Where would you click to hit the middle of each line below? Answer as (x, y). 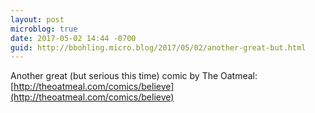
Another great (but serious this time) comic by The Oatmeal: (134, 76)
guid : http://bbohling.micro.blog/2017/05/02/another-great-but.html (158, 47)
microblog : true (44, 29)
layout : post (37, 19)
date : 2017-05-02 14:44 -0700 (73, 38)
